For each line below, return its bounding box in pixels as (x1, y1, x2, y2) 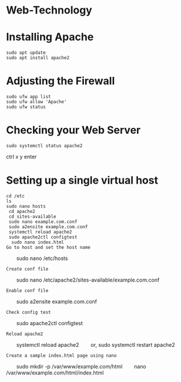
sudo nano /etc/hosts (16, 255, 68, 262)
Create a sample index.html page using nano (6, 353, 117, 359)
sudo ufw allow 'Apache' (6, 99, 67, 105)
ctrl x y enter (6, 153, 37, 160)
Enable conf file (6, 288, 49, 293)
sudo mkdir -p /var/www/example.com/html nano (16, 363, 147, 370)
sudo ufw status (6, 104, 46, 110)
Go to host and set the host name (6, 244, 91, 250)
